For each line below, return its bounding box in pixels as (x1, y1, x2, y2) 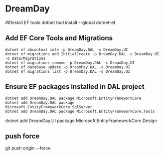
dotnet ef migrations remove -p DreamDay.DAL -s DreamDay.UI (5, 60, 135, 65)
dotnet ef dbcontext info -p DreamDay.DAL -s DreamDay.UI (5, 47, 128, 52)
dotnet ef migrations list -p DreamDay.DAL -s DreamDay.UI (5, 69, 131, 74)
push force (5, 132, 40, 140)
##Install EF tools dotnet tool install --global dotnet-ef (5, 19, 116, 25)
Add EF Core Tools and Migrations (5, 34, 113, 42)
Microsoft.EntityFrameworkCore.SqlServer (5, 104, 93, 110)
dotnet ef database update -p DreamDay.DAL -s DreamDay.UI (5, 64, 131, 70)
